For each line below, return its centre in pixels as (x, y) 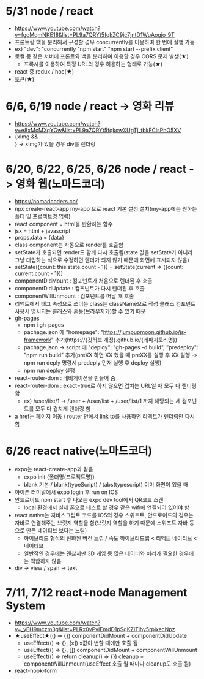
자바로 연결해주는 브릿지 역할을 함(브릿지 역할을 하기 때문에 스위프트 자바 (101, 523)
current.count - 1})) (39, 273)
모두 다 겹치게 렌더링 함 (63, 408)
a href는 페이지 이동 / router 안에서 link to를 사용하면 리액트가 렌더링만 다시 (104, 416)
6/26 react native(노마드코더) (79, 451)
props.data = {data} (39, 237)
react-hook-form (36, 670)
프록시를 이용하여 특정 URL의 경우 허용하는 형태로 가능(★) (93, 64)
